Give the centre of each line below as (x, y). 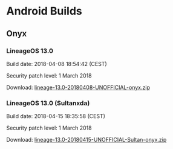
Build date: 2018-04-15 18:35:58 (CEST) (56, 116)
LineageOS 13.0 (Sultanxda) (48, 103)
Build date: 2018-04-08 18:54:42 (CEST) (57, 64)
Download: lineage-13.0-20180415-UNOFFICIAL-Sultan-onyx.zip (86, 140)
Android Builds (44, 11)
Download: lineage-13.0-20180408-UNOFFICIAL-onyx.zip (78, 87)
